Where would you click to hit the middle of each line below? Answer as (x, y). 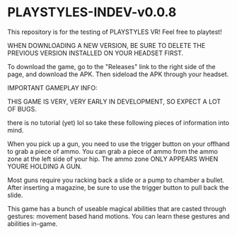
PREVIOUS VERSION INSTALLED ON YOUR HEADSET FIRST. (96, 53)
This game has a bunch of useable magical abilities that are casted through (117, 208)
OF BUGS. (22, 109)
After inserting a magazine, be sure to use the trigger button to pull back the (118, 187)
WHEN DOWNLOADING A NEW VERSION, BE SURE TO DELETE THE (106, 45)
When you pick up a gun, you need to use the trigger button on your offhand (118, 144)
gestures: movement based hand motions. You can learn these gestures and (118, 216)
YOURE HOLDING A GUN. (45, 166)
